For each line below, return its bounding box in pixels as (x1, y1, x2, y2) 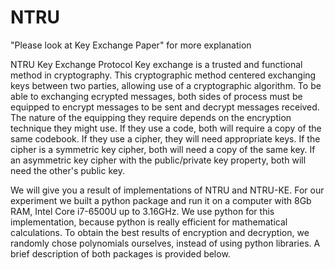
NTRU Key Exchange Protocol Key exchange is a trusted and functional (10, 58, 303, 70)
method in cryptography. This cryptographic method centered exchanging (10, 69, 317, 81)
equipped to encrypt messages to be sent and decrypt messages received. (10, 101, 320, 113)
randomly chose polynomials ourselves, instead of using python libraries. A (10, 237, 321, 249)
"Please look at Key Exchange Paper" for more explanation (10, 39, 252, 51)
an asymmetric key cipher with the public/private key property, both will (10, 154, 307, 166)
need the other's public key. (10, 164, 125, 176)
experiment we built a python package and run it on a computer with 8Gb (10, 194, 312, 206)
